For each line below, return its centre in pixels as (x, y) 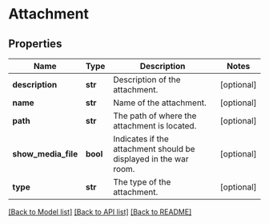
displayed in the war (151, 159)
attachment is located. (155, 126)
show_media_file (45, 154)
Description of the (147, 79)
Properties (35, 44)
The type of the (142, 182)
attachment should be (154, 149)
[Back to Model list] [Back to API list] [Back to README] (100, 212)
